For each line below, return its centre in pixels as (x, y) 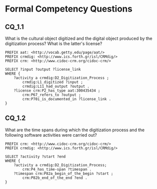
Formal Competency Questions (69, 9)
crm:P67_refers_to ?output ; (52, 95)
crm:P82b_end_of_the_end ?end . (55, 178)
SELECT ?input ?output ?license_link (43, 69)
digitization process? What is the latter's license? (54, 44)
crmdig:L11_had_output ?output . (56, 86)
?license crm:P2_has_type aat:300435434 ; (57, 91)
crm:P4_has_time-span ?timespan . (57, 169)
